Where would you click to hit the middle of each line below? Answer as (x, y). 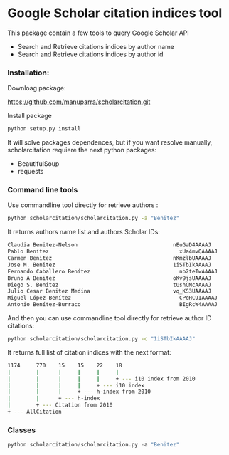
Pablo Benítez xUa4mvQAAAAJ (113, 252)
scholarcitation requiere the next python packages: (82, 150)
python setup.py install (44, 129)
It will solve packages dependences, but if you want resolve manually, (110, 142)
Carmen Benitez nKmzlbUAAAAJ (110, 258)
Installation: (28, 73)
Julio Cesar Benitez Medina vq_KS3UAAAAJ (110, 291)
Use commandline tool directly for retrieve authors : (83, 205)
